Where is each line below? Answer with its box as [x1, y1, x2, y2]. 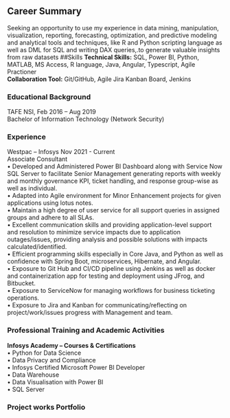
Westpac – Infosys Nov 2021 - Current [7, 148, 115, 156]
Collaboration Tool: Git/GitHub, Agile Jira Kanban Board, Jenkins [7, 75, 192, 83]
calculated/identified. [7, 243, 67, 251]
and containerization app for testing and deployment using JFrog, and [7, 272, 205, 280]
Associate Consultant [7, 155, 68, 164]
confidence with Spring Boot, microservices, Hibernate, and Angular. [7, 257, 202, 265]
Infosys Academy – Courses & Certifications [7, 341, 136, 349]
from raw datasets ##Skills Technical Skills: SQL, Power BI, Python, [7, 53, 199, 61]
